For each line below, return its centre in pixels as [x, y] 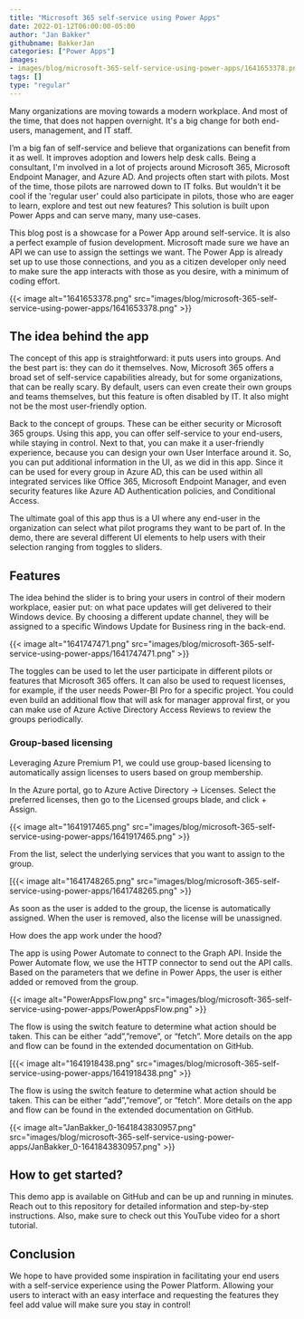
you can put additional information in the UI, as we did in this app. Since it [146, 462]
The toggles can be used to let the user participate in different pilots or [141, 671]
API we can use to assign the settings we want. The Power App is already [146, 252]
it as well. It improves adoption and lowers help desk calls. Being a [133, 157]
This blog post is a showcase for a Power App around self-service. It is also [150, 233]
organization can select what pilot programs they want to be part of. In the [147, 528]
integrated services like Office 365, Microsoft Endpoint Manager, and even [148, 482]
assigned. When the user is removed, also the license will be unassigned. [146, 918]
